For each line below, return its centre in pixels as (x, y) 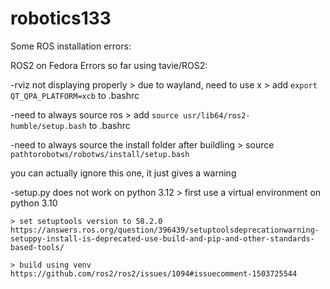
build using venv (55, 265)
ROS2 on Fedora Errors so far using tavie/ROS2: (109, 65)
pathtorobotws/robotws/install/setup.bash (100, 154)
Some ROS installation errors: (71, 46)
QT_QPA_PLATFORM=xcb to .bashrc (75, 95)
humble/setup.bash (48, 126)
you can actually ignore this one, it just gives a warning (123, 173)
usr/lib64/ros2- (217, 115)
